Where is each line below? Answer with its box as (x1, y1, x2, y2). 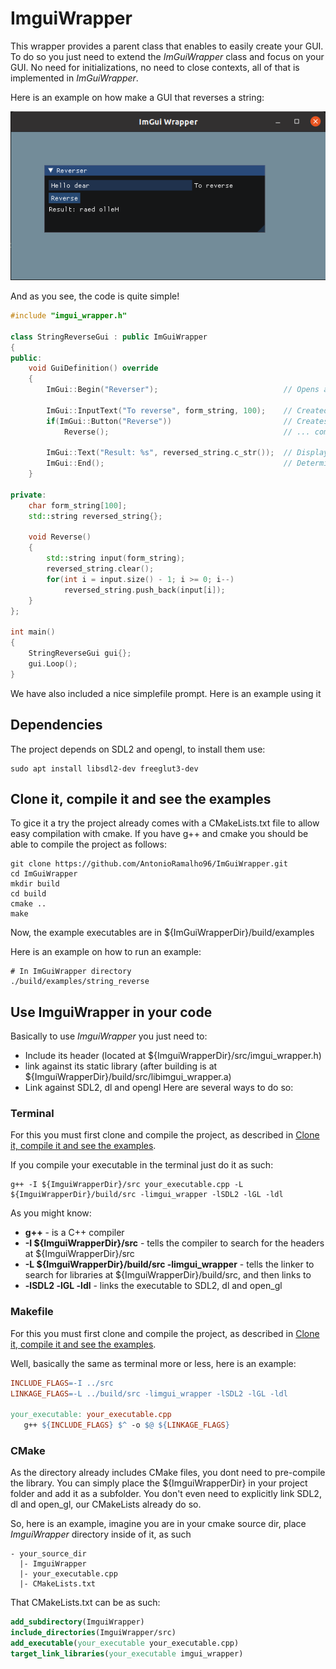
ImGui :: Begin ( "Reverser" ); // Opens (46, 385, 320, 395)
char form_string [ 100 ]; (28, 500, 128, 511)
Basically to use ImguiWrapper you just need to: (10, 1030, 208, 1042)
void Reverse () (28, 532, 92, 542)
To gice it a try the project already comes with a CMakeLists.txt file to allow (10, 817, 320, 829)
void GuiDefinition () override (28, 363, 159, 374)
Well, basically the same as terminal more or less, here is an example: (10, 1357, 297, 1369)
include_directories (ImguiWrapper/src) (10, 1628, 177, 1638)
